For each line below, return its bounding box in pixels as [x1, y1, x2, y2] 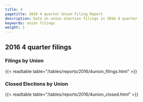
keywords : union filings [5, 20, 55, 26]
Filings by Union [5, 58, 44, 64]
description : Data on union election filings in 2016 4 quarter [5, 16, 138, 21]
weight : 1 [5, 25, 25, 30]
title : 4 [5, 7, 23, 12]
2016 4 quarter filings [5, 43, 72, 51]
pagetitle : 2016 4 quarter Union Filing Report [5, 12, 103, 16]
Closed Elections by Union [5, 80, 68, 87]
